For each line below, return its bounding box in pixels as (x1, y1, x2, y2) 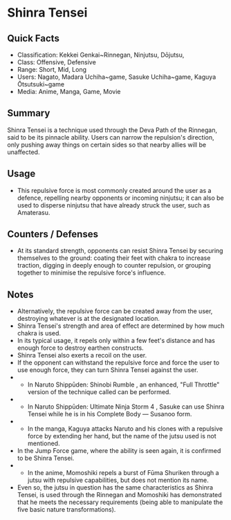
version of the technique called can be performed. (27, 388, 172, 396)
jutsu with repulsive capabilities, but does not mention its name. (27, 476, 209, 485)
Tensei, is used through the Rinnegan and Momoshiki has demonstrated (17, 491, 223, 499)
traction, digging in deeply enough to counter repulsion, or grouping (17, 261, 211, 270)
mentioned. (27, 439, 60, 447)
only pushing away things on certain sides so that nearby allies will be (7, 140, 206, 149)
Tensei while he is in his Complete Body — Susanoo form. (27, 410, 192, 418)
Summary (7, 107, 50, 119)
